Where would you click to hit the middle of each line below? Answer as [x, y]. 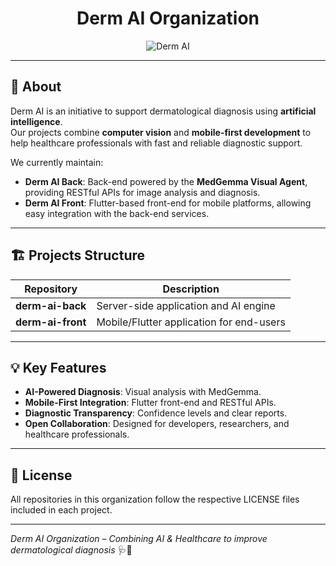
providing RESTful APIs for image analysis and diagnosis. [142, 192]
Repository [51, 289]
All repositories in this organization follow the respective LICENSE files [155, 499]
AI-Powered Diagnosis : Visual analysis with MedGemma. [143, 392]
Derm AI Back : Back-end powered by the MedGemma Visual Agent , [166, 181]
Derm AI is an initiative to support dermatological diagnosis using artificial [163, 111]
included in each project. [61, 510]
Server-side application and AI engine [186, 305]
